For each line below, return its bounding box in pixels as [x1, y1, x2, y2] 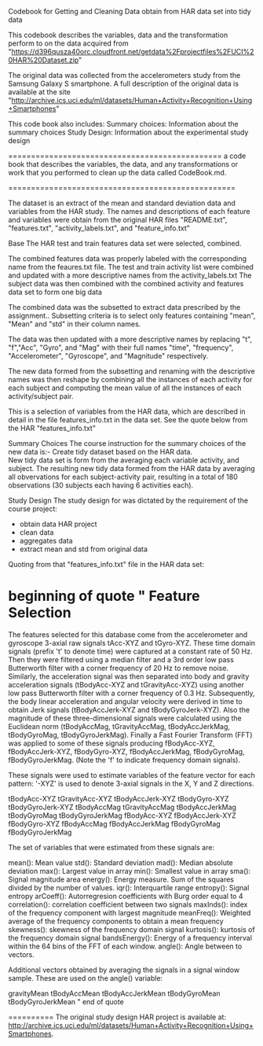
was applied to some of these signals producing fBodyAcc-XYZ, [8, 738, 216, 748]
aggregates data [19, 536, 73, 545]
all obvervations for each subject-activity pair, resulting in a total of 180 [8, 472, 238, 481]
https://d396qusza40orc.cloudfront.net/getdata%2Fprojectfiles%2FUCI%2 [11, 47, 254, 56]
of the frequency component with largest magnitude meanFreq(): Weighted [8, 908, 251, 917]
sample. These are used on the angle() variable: [8, 973, 163, 982]
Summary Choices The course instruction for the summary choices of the [8, 439, 247, 447]
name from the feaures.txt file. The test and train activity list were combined [8, 263, 254, 271]
